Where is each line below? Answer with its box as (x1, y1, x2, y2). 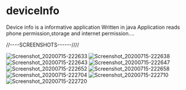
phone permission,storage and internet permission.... (6, 29, 135, 36)
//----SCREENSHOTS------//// (6, 41, 79, 48)
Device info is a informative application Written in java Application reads (6, 24, 181, 31)
